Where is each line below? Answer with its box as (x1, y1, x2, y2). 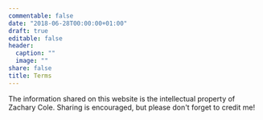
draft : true (8, 27, 48, 35)
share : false (8, 64, 52, 72)
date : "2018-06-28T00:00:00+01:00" (8, 19, 128, 27)
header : (8, 42, 35, 50)
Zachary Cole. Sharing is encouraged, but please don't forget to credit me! (8, 102, 256, 112)
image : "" (15, 57, 48, 65)
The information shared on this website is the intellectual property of (8, 93, 236, 103)
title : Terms (8, 72, 52, 80)
